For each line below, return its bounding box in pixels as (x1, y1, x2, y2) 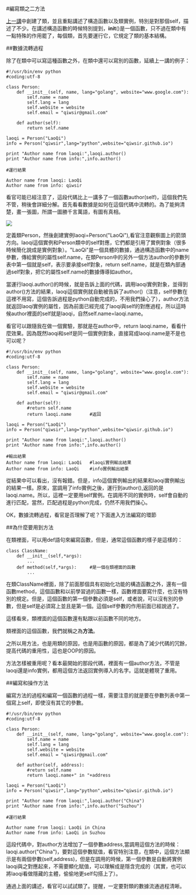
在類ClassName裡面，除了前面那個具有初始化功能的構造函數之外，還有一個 (6, 580, 187, 587)
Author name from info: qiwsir (6, 183, 82, 189)
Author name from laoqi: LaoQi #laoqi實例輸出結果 (6, 460, 132, 466)
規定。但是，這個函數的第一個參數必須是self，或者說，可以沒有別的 (16, 595, 179, 602)
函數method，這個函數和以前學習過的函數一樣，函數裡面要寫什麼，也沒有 (6, 588, 183, 595)
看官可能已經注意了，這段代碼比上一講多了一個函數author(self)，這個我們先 (6, 194, 188, 200)
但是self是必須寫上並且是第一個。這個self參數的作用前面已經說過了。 (16, 603, 183, 609)
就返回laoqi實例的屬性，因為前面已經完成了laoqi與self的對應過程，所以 (6, 303, 176, 309)
